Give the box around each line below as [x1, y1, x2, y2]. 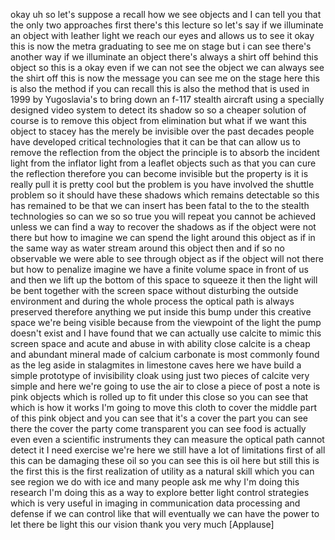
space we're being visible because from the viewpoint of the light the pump [10, 317, 322, 328]
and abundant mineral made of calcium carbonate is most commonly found [10, 349, 320, 360]
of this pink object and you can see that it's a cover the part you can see [10, 412, 308, 424]
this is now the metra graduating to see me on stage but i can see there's [10, 40, 312, 52]
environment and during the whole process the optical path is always [10, 295, 295, 307]
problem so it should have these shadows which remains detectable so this [10, 189, 320, 201]
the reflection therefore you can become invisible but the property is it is [10, 168, 309, 179]
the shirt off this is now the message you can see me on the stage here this [10, 72, 320, 84]
